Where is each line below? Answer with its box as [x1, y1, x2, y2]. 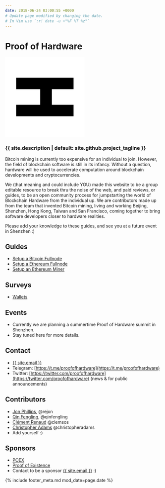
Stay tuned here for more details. [12, 332, 80, 338]
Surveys [5, 281, 32, 289]
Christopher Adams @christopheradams [12, 424, 95, 430]
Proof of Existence [12, 463, 51, 469]
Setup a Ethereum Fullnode [12, 261, 68, 267]
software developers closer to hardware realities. [5, 213, 106, 219]
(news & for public [90, 376, 128, 382]
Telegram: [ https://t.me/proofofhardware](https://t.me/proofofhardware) [12, 365, 160, 371]
